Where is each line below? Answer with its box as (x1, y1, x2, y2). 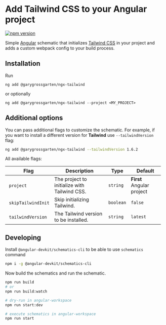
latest (130, 214, 147, 220)
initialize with (54, 182, 85, 189)
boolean (108, 200, 126, 205)
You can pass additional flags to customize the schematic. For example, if (5, 127, 155, 133)
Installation (5, 59, 41, 68)
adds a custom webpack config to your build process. (5, 45, 115, 51)
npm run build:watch (5, 289, 48, 294)
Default (136, 167, 155, 174)
